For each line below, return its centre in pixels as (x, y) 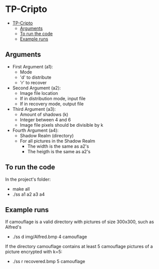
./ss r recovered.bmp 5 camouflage (49, 262)
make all (21, 189)
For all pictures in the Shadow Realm (57, 141)
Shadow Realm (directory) (47, 135)
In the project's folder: (28, 179)
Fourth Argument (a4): (35, 130)
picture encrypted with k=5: (34, 252)
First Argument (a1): (33, 66)
